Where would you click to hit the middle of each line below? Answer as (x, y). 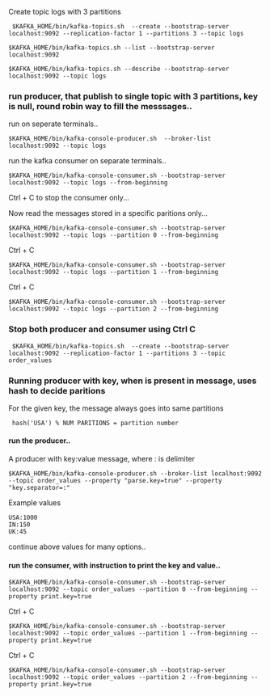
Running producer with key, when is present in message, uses (133, 381)
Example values (35, 503)
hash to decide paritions (57, 390)
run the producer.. (40, 441)
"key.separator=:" (39, 488)
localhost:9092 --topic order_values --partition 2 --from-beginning (128, 677)
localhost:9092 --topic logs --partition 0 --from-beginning (114, 235)
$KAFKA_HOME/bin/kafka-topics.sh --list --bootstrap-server (112, 48)
